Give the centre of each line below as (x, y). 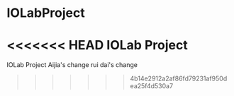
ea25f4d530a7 (152, 86)
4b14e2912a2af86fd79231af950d (179, 78)
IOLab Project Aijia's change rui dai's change (72, 65)
